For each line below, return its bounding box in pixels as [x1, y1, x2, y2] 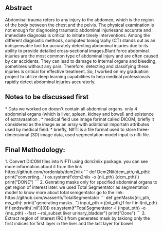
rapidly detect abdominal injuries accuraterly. [5, 79, 96, 85]
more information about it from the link [5, 164, 82, 170]
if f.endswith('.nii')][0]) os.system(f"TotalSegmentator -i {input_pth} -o [5, 205, 146, 211]
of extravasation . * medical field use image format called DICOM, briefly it [5, 116, 154, 122]
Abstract [5, 4, 33, 12]
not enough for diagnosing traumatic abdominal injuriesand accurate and [5, 27, 151, 33]
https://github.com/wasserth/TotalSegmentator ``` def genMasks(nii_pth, [5, 195, 151, 201]
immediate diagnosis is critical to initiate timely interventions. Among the [5, 32, 150, 38]
